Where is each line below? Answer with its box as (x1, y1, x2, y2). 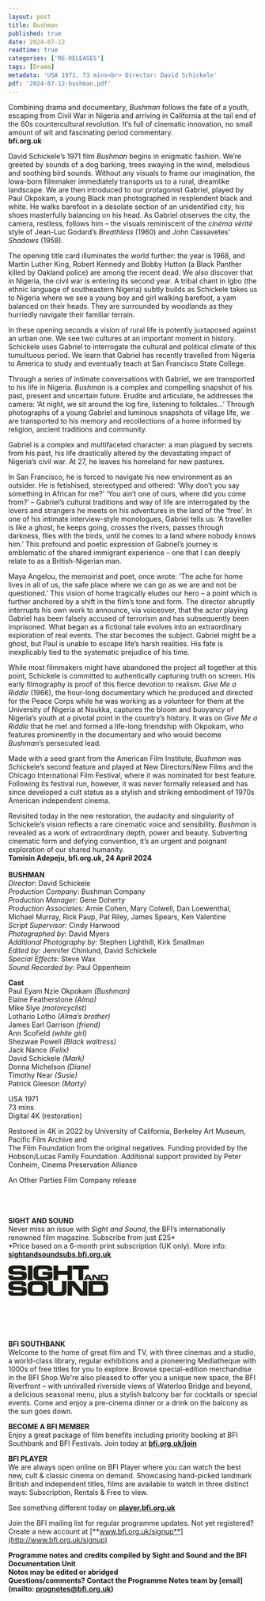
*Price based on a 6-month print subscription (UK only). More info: (8, 1241, 227, 1250)
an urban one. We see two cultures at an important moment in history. (8, 333, 236, 343)
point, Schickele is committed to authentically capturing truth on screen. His (8, 671, 256, 680)
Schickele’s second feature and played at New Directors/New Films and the (8, 762, 254, 771)
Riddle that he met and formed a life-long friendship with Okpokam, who (8, 721, 244, 731)
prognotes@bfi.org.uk (35, 1584, 112, 1593)
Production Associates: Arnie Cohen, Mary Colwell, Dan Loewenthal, (8, 903, 232, 913)
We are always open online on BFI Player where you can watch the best (8, 1462, 241, 1472)
